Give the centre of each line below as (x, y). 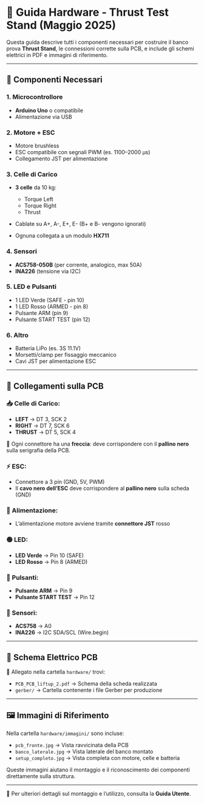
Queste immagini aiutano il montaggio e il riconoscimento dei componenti (98, 770)
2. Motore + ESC (31, 132)
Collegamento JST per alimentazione (61, 158)
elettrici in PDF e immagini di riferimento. (57, 55)
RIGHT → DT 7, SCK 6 (42, 425)
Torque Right (40, 206)
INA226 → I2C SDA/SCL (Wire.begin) (62, 632)
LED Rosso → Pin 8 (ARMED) (51, 561)
